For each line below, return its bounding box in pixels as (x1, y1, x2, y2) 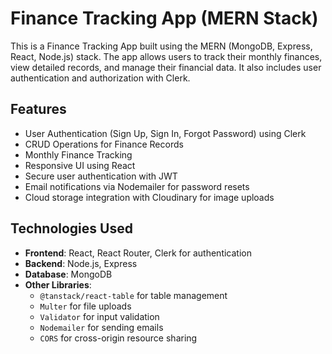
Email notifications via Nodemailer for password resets (24, 180, 250, 192)
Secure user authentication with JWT (24, 170, 178, 182)
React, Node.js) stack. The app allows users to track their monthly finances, (10, 50, 323, 62)
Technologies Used (10, 220, 133, 237)
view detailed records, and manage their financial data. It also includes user (10, 61, 322, 73)
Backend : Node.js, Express (24, 257, 138, 269)
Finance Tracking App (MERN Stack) (10, 7, 319, 30)
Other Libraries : (24, 278, 92, 291)
